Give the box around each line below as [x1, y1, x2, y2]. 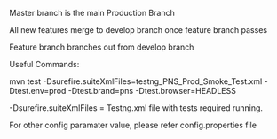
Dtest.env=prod [9, 86, 67, 96]
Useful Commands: [9, 59, 80, 69]
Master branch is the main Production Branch [9, 8, 175, 18]
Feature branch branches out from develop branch [9, 42, 194, 52]
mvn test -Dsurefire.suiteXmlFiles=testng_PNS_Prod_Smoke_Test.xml [9, 76, 263, 87]
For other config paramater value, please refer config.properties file [9, 120, 257, 130]
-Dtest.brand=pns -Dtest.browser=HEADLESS [67, 86, 237, 96]
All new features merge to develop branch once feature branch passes [9, 25, 268, 35]
